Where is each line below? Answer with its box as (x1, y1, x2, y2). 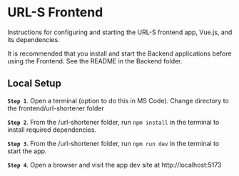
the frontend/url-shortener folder (7, 104, 105, 113)
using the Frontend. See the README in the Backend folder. (7, 56, 183, 65)
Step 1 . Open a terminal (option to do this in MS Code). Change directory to (7, 96, 230, 105)
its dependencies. (7, 35, 60, 43)
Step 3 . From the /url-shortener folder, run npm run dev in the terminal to (7, 139, 220, 147)
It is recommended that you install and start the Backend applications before (7, 49, 232, 58)
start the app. (7, 147, 47, 155)
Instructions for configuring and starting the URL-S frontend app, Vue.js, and (7, 28, 233, 36)
